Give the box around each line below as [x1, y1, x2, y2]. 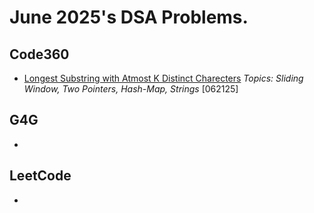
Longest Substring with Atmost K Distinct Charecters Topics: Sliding [23, 72, 304, 84]
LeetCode [9, 167, 72, 185]
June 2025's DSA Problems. [9, 6, 249, 29]
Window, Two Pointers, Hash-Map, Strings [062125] [23, 83, 239, 95]
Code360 [9, 46, 70, 63]
